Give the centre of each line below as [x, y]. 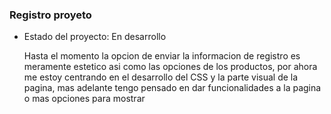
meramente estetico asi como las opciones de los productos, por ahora [170, 67]
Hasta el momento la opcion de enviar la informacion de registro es [162, 56]
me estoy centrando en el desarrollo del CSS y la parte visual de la [161, 77]
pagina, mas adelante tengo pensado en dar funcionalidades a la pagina [172, 88]
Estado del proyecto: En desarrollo [95, 37]
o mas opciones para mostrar [84, 99]
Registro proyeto [50, 15]
